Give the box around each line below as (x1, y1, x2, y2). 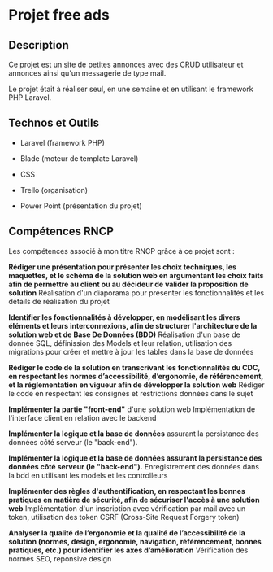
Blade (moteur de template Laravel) (19, 153, 139, 164)
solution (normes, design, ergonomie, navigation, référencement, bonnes (8, 536, 262, 546)
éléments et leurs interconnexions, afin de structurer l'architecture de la (8, 321, 258, 330)
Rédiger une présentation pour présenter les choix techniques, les (8, 262, 237, 272)
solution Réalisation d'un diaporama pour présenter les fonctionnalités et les (8, 287, 265, 298)
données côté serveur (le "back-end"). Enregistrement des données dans (8, 461, 260, 471)
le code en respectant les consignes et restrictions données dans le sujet (8, 388, 253, 398)
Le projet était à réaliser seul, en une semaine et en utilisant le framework (8, 84, 253, 94)
